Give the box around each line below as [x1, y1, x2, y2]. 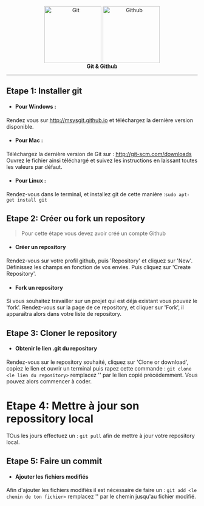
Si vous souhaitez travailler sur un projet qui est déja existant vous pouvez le [6, 298, 198, 305]
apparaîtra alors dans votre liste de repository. [6, 310, 122, 318]
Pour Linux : [15, 177, 47, 185]
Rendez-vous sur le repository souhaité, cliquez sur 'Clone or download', [6, 358, 189, 366]
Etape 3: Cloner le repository [6, 328, 117, 338]
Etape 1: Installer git [6, 86, 83, 97]
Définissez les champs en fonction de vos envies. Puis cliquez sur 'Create [6, 264, 191, 271]
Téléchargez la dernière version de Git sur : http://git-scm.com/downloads [6, 150, 192, 157]
